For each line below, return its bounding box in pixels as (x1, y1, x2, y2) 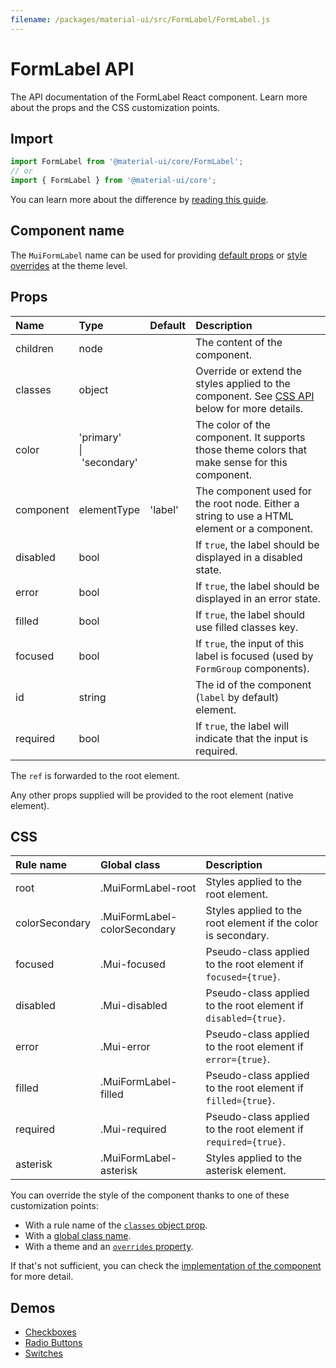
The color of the (195, 417, 271, 431)
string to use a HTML (195, 509, 294, 523)
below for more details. (195, 401, 304, 415)
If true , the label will (195, 719, 290, 733)
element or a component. (195, 521, 314, 535)
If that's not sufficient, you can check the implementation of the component (10, 1260, 322, 1272)
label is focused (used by (195, 649, 314, 663)
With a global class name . (24, 1230, 132, 1242)
